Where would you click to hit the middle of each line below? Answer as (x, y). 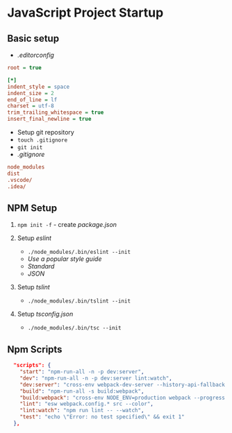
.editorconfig (35, 55)
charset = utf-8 (31, 106)
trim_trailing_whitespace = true (56, 112)
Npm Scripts (35, 349)
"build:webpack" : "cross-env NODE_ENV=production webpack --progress (123, 398)
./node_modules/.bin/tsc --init (74, 328)
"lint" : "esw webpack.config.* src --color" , (87, 404)
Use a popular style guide (65, 259)
